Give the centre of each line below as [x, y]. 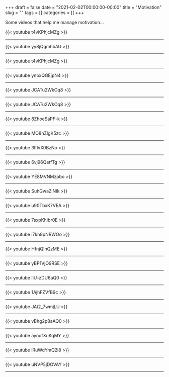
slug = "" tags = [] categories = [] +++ [45, 13]
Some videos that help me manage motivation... [55, 22]
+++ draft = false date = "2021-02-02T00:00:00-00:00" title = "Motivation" [83, 7]
